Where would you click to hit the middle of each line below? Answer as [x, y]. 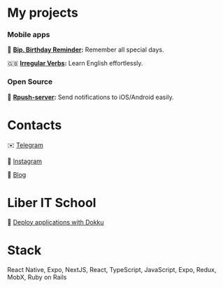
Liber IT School [52, 203]
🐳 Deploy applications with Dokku [56, 222]
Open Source [30, 82]
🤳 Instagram [25, 161]
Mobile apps [29, 35]
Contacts [35, 125]
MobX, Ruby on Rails [37, 277]
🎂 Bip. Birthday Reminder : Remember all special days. [86, 50]
